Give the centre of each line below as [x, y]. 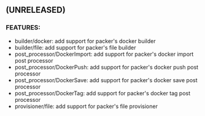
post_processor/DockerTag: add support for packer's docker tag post [102, 93]
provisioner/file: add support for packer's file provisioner [86, 106]
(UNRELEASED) [36, 10]
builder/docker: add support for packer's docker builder [85, 41]
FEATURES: [23, 28]
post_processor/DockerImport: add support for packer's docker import [104, 54]
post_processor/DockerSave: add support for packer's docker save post [106, 80]
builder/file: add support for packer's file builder [75, 47]
